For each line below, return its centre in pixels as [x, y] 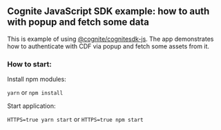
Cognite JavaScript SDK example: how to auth [108, 11]
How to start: [29, 64]
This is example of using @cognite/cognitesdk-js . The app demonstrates [110, 39]
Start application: [31, 106]
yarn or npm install [35, 93]
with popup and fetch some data [78, 22]
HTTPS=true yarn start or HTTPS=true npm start [75, 120]
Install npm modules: [37, 80]
